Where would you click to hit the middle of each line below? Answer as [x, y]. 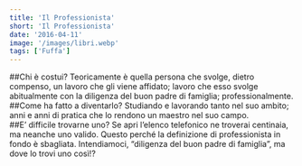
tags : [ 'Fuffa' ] [40, 51]
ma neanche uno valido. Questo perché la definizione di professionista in [145, 134]
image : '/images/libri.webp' [64, 43]
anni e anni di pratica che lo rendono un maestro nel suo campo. [129, 115]
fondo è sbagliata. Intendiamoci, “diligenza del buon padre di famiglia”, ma [147, 144]
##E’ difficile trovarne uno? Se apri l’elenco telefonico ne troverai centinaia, [149, 125]
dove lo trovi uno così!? [53, 153]
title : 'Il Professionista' [62, 18]
